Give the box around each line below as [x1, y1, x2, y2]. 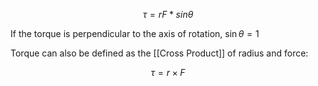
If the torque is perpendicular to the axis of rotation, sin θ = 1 [10, 28, 260, 39]
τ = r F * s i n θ [142, 9, 194, 20]
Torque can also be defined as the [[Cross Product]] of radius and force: [10, 47, 309, 59]
